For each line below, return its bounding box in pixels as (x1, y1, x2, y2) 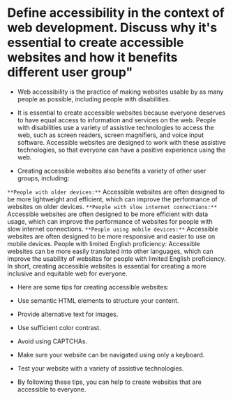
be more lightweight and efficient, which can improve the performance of (7, 194, 218, 203)
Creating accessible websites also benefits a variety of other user (17, 166, 206, 175)
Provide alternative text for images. (17, 310, 119, 318)
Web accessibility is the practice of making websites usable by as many (17, 87, 224, 96)
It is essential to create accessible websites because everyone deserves (17, 108, 225, 117)
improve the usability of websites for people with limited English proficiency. (7, 254, 226, 263)
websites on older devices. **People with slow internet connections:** (7, 202, 218, 210)
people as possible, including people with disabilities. (17, 94, 171, 103)
